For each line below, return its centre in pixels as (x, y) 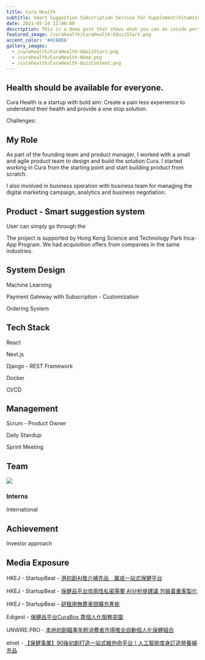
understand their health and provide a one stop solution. (77, 109)
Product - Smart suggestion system (76, 211)
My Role (22, 140)
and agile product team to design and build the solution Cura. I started (94, 161)
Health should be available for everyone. (85, 88)
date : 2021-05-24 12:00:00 (41, 23)
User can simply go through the (46, 226)
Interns (17, 497)
